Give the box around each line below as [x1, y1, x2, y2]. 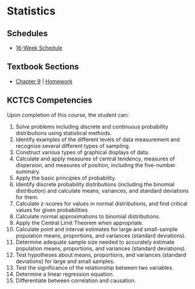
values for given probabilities [15, 206, 88, 214]
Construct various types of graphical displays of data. [15, 148, 150, 156]
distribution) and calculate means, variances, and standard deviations [15, 187, 189, 194]
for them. [15, 193, 39, 200]
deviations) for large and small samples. [15, 258, 115, 265]
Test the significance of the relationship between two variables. [15, 264, 174, 271]
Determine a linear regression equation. [15, 270, 114, 278]
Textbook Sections [7, 62, 79, 72]
